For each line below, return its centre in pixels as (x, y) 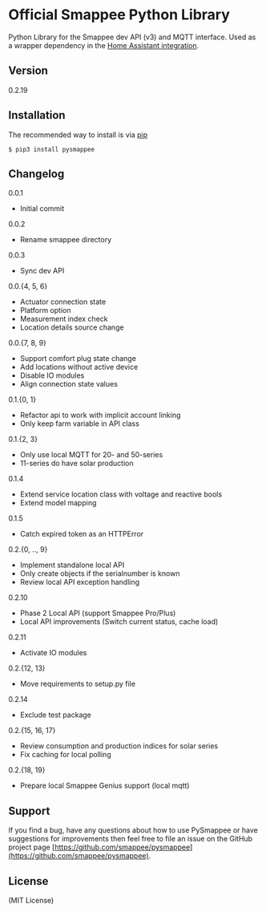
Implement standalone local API (72, 565)
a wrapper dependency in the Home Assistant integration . (104, 45)
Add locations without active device (79, 367)
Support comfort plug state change (78, 359)
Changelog (36, 174)
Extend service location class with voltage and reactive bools (121, 494)
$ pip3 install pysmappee (51, 149)
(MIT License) (31, 900)
